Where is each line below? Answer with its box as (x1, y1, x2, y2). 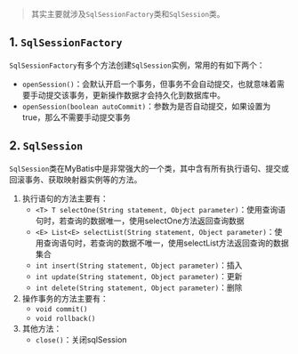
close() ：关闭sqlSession (35, 334, 127, 345)
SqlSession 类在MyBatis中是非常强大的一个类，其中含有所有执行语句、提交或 (9, 163, 289, 173)
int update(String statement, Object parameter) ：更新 (35, 270, 243, 281)
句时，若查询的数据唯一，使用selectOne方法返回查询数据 (35, 215, 245, 226)
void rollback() (35, 314, 96, 323)
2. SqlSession (9, 138, 84, 154)
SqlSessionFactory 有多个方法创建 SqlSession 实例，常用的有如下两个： (9, 60, 265, 70)
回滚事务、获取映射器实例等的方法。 (9, 173, 142, 185)
